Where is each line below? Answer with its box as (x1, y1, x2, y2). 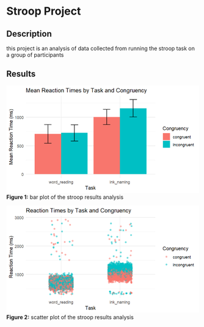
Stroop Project (6, 4, 81, 18)
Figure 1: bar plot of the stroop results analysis (6, 193, 124, 201)
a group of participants (6, 51, 64, 59)
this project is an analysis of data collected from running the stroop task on (6, 45, 195, 52)
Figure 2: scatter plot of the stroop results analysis (6, 313, 134, 321)
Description (6, 29, 52, 39)
